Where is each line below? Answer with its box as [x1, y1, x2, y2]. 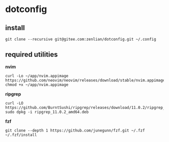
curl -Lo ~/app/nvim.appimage [5, 73, 69, 78]
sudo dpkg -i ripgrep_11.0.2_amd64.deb [5, 109, 89, 114]
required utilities [5, 50, 58, 59]
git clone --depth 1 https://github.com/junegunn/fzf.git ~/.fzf [5, 128, 145, 133]
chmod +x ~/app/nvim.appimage [5, 82, 69, 87]
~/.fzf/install [5, 132, 37, 137]
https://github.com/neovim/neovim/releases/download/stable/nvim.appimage [5, 78, 165, 83]
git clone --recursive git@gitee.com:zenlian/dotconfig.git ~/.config [5, 37, 156, 42]
